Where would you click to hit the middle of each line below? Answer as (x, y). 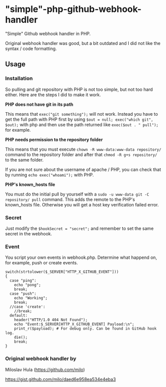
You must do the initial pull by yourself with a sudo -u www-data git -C (77, 194)
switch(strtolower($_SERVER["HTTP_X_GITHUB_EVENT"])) (62, 272)
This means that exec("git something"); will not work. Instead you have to (82, 114)
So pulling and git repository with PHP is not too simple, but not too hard (79, 89)
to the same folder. (24, 160)
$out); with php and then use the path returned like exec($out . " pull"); (82, 124)
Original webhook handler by (41, 359)
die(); (21, 338)
